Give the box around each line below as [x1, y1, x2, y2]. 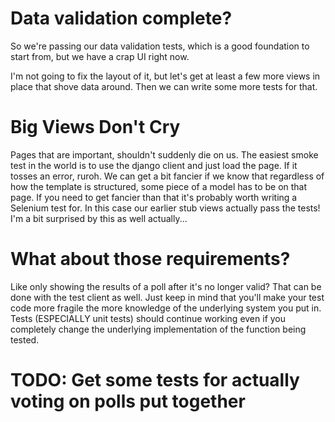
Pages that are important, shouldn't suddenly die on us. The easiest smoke [10, 148, 319, 161]
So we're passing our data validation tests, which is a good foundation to [10, 40, 310, 52]
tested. [10, 333, 40, 346]
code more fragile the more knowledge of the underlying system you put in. [10, 302, 322, 314]
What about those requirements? [10, 248, 291, 271]
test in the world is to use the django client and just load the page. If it [10, 159, 298, 171]
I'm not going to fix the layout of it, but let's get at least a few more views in [10, 70, 321, 82]
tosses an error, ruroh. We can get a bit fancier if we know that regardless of [10, 170, 325, 182]
